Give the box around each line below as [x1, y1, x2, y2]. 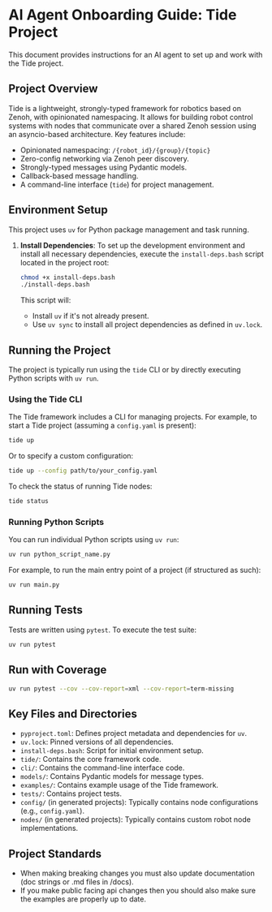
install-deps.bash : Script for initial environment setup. [19, 746, 205, 755]
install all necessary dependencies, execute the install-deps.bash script [19, 249, 264, 259]
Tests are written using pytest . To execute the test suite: [8, 625, 197, 635]
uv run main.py [8, 581, 60, 589]
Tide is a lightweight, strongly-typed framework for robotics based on [8, 103, 242, 113]
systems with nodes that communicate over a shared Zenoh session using [8, 120, 257, 131]
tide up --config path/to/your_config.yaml [8, 467, 158, 475]
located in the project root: [19, 257, 110, 267]
